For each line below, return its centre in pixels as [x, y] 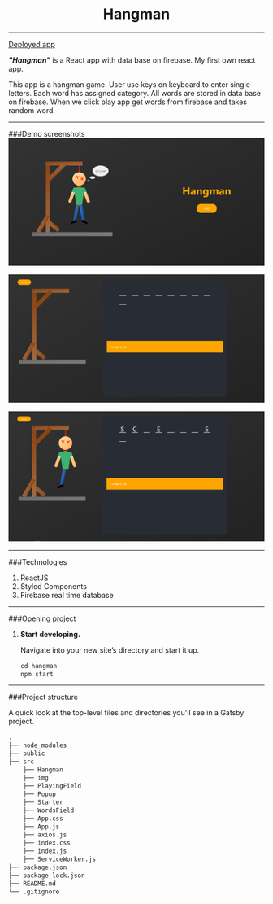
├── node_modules [38, 745]
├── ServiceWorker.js [59, 859]
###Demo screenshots [47, 133]
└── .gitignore [34, 892]
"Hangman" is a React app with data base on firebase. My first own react [132, 60]
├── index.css [47, 843]
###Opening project [42, 618]
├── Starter [43, 802]
